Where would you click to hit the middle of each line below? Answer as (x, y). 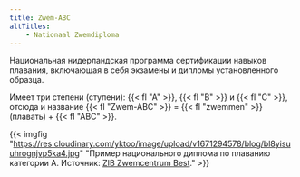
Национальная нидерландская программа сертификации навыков (138, 61)
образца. (27, 80)
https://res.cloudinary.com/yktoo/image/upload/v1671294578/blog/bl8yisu (152, 144)
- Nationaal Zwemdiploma (73, 34)
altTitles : (30, 26)
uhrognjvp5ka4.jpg (44, 153)
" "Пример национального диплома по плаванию (175, 153)
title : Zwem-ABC (40, 18)
